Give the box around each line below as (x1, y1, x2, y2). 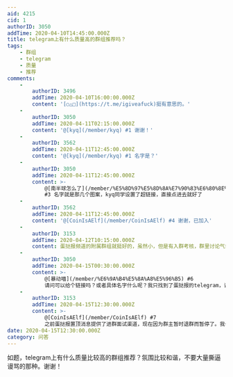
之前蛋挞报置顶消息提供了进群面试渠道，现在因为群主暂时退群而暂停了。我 (44, 321, 225, 328)
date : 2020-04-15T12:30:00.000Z (7, 327, 101, 334)
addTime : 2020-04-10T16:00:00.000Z (32, 95, 135, 102)
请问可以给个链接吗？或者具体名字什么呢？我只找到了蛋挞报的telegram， (44, 282, 224, 289)
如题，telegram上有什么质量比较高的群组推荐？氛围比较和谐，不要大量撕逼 (7, 353, 221, 362)
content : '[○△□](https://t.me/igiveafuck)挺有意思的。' (32, 101, 191, 108)
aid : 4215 (7, 10, 36, 17)
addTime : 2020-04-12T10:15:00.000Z (32, 236, 135, 243)
